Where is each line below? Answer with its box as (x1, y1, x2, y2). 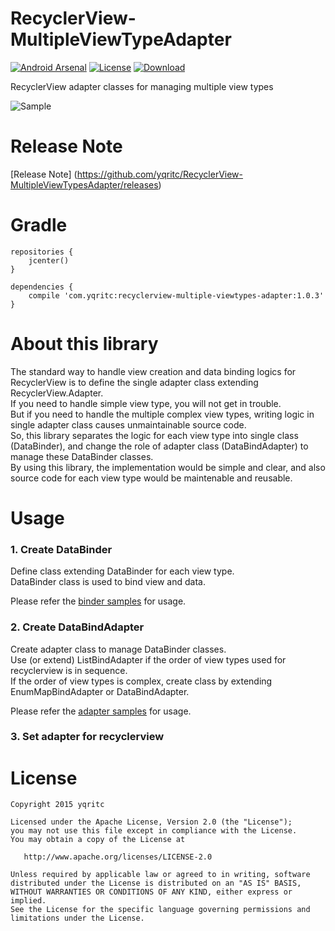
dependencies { (10, 282, 74, 292)
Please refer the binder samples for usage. (10, 595, 187, 607)
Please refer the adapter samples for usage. (10, 705, 192, 717)
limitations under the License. (10, 913, 145, 924)
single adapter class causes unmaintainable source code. (10, 418, 247, 431)
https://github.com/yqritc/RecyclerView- (76, 168, 244, 180)
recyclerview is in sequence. (10, 664, 128, 676)
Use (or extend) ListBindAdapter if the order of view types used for (10, 653, 287, 666)
